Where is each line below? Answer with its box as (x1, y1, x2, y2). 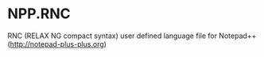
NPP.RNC (7, 5, 71, 23)
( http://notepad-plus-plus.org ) (7, 39, 107, 48)
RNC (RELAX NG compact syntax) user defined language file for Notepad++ (7, 31, 257, 40)
